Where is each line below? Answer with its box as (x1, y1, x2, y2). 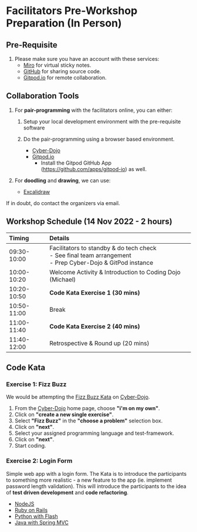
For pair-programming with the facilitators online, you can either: (14, 107, 173, 114)
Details (49, 234, 70, 242)
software (23, 124, 45, 131)
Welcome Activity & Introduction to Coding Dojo (49, 268, 181, 276)
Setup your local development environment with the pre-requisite (23, 118, 181, 125)
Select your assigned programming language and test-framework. (14, 429, 175, 437)
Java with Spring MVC (14, 519, 69, 526)
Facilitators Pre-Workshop (6, 4, 138, 18)
